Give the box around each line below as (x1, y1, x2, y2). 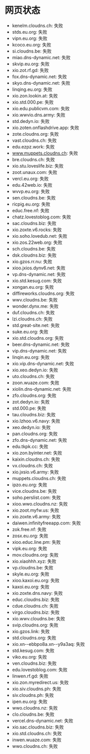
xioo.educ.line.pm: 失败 (12, 539, 61, 545)
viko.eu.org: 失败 (12, 654, 48, 660)
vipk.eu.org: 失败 (12, 545, 48, 551)
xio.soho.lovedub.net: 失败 (12, 233, 68, 239)
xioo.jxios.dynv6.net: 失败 (12, 265, 66, 271)
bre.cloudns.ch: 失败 (12, 156, 55, 162)
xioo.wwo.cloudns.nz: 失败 (12, 500, 68, 507)
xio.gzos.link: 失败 (12, 628, 50, 634)
